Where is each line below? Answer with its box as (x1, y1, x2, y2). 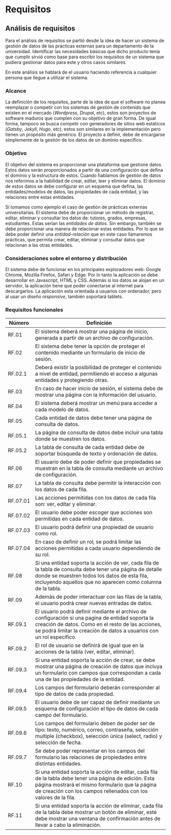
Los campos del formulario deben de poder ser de (35, 720, 155, 727)
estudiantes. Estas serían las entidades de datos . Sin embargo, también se (5, 220, 162, 226)
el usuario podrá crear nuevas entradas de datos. (35, 600, 153, 607)
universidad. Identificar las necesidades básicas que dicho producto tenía (5, 49, 160, 54)
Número (9, 320, 30, 327)
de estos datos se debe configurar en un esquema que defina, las (5, 183, 144, 189)
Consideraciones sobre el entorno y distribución (5, 255, 127, 262)
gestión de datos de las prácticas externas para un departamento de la (5, 43, 154, 49)
